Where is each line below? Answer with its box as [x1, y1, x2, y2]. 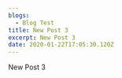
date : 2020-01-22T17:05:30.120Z [8, 41, 114, 49]
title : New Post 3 [8, 26, 68, 34]
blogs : [8, 11, 30, 20]
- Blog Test [15, 19, 55, 27]
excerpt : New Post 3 [8, 33, 76, 42]
